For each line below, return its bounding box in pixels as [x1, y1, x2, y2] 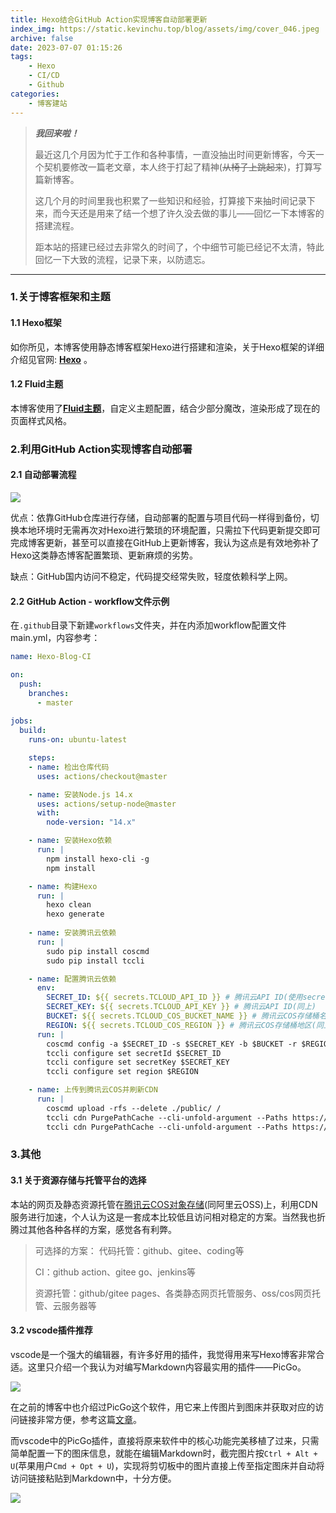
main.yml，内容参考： [10, 632, 101, 644]
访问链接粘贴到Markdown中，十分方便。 [10, 1472, 177, 1484]
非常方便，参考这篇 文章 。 [36, 1413, 142, 1425]
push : [19, 679, 43, 689]
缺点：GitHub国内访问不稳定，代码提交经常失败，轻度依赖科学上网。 [10, 570, 293, 582]
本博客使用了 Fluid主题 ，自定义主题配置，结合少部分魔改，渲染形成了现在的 [10, 402, 321, 414]
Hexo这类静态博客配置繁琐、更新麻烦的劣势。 [10, 549, 198, 561]
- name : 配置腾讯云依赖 [28, 974, 117, 984]
